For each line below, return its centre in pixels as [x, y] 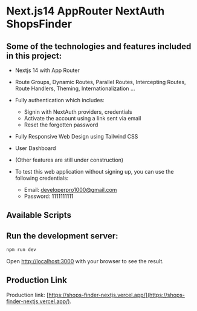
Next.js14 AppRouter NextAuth [86, 11]
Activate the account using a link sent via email [82, 118]
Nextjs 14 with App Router [47, 70]
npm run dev [21, 250]
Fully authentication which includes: [60, 100]
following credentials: [42, 178]
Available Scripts [39, 215]
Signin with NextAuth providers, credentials [78, 112]
